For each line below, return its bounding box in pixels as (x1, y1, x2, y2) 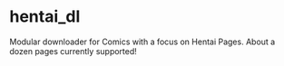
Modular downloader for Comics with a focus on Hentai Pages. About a (9, 36, 276, 47)
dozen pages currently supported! (9, 45, 138, 56)
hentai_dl (9, 6, 81, 27)
